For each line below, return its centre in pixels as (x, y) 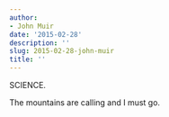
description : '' (40, 43)
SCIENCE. (28, 85)
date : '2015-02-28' (46, 34)
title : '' (28, 59)
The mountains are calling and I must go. (84, 103)
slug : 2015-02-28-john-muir (62, 51)
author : (24, 18)
